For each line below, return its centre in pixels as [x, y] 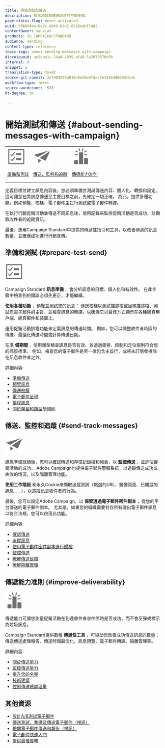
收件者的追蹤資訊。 [28, 219]
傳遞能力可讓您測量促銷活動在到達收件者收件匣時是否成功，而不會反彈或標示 [82, 618]
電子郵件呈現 [25, 396]
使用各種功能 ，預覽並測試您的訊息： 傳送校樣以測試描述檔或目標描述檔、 [79, 306]
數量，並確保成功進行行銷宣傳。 [37, 236]
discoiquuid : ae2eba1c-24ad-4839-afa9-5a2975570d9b [59, 57]
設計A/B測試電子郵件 [33, 716]
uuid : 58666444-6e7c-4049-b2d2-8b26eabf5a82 [51, 26]
